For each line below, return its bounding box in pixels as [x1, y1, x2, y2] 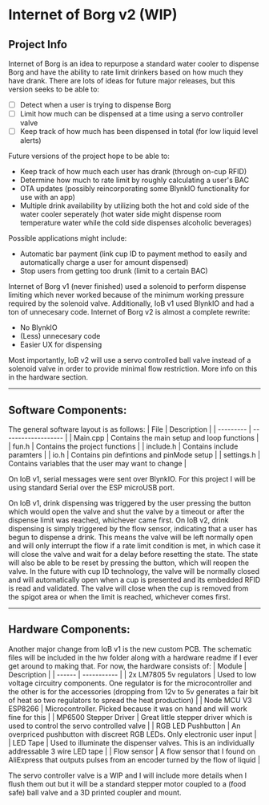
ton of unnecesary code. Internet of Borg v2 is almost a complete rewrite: [8, 307, 251, 317]
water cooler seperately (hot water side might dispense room [19, 209, 222, 219]
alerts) [19, 136, 42, 145]
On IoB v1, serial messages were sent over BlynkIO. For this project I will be [8, 474, 256, 483]
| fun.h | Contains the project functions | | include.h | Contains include [8, 441, 239, 451]
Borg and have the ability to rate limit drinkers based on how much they [8, 67, 244, 77]
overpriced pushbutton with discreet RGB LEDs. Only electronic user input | [8, 729, 257, 739]
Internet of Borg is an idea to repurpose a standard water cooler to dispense [8, 59, 259, 68]
